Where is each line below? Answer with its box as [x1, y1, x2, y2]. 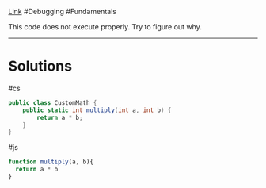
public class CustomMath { [8, 98, 97, 106]
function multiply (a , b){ [8, 158, 93, 166]
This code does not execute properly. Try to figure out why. [8, 22, 202, 31]
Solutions [8, 57, 73, 75]
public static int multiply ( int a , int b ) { [22, 106, 172, 114]
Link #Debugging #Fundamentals [8, 7, 117, 16]
